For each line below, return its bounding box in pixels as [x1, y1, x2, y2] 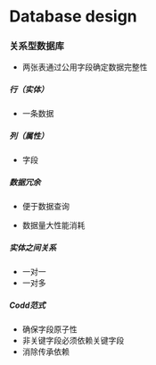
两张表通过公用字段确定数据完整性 [21, 62, 148, 72]
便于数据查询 [21, 201, 70, 212]
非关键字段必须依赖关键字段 [21, 335, 125, 346]
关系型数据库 [9, 40, 65, 53]
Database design [9, 6, 138, 27]
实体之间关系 [9, 242, 56, 252]
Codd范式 [9, 300, 46, 310]
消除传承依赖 [21, 346, 70, 357]
